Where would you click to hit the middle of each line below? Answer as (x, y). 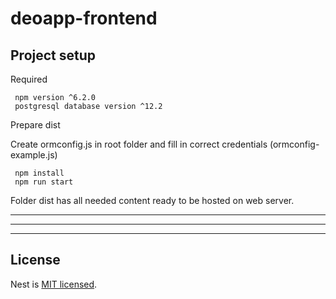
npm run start (44, 182)
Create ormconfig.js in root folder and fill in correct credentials (139, 144)
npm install (39, 173)
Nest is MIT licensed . (54, 284)
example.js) (34, 155)
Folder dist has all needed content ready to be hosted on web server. (152, 200)
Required (29, 79)
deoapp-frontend (84, 18)
